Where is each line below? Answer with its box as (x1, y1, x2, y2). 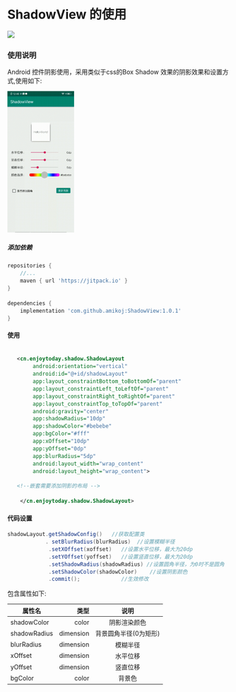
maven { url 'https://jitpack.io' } (20, 277, 129, 284)
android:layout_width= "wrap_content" (33, 460, 143, 467)
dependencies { (7, 299, 52, 307)
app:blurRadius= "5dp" (33, 452, 97, 459)
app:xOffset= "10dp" (33, 437, 90, 445)
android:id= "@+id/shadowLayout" (33, 370, 129, 378)
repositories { (7, 262, 52, 269)
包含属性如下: (7, 589, 47, 598)
